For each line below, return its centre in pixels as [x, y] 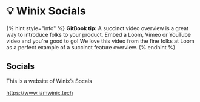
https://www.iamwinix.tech [40, 92]
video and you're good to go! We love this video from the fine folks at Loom [101, 41]
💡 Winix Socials [46, 11]
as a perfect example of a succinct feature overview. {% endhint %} [91, 47]
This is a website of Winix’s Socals [49, 81]
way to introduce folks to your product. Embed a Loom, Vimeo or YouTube [99, 34]
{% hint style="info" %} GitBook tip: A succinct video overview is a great [98, 28]
